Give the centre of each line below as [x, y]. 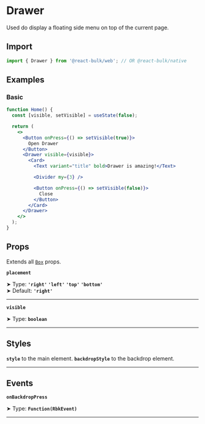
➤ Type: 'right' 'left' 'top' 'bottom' [55, 284]
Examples [25, 80]
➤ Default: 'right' [30, 290]
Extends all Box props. [34, 261]
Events [20, 383]
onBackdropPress [27, 397]
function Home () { [30, 110]
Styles [19, 344]
